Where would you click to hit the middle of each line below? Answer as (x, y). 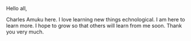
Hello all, (17, 8)
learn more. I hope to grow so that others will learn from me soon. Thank (94, 26)
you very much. (25, 32)
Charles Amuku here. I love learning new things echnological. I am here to (96, 19)
